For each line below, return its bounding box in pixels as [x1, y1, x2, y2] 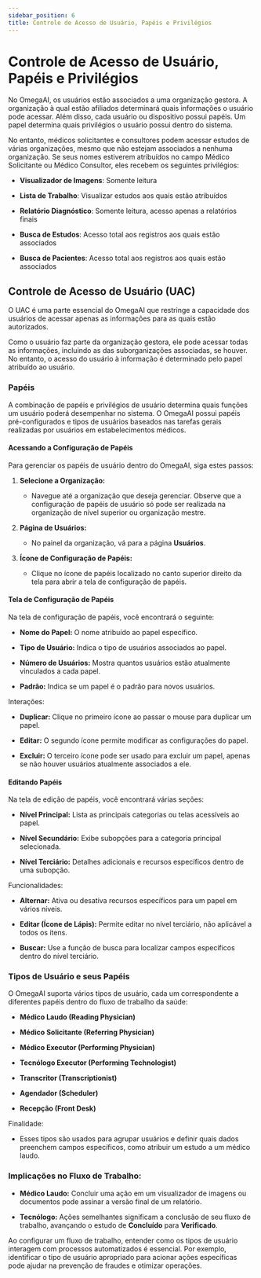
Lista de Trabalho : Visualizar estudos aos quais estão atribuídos [19, 191, 227, 200]
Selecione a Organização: [19, 476, 106, 485]
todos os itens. [19, 928, 68, 938]
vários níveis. [19, 905, 63, 914]
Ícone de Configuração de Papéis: [19, 553, 133, 563]
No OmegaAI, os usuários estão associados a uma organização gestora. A [8, 95, 248, 105]
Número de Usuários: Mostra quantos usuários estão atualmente [19, 658, 230, 667]
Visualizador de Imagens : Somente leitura [19, 176, 158, 185]
